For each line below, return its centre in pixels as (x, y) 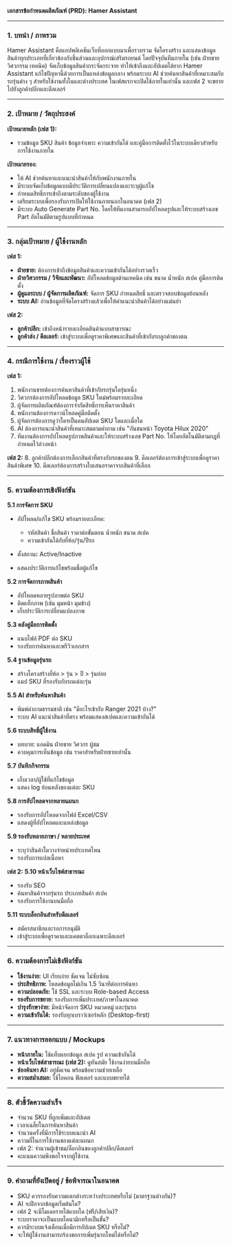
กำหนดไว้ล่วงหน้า (37, 444)
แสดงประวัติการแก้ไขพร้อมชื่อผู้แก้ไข (57, 568)
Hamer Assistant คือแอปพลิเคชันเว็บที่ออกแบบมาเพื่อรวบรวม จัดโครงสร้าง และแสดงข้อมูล (111, 50)
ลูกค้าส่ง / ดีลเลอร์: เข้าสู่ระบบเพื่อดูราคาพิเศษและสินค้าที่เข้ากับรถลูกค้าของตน (102, 336)
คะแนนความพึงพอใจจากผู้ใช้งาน (53, 1156)
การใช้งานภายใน (35, 150)
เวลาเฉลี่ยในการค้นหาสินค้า (47, 1125)
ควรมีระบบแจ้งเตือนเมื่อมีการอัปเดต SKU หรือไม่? (73, 1227)
